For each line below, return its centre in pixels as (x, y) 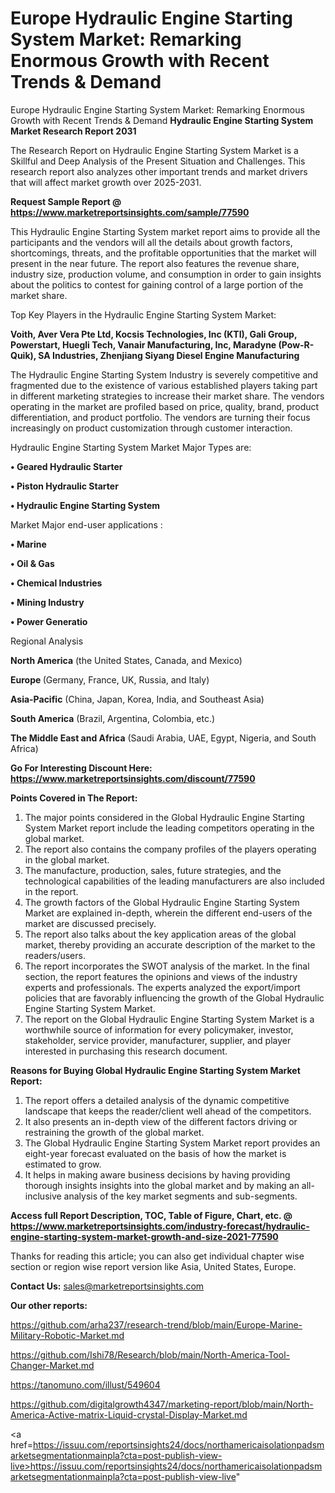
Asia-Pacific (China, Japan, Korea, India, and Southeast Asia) (137, 699)
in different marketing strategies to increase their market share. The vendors (167, 396)
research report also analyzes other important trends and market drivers (159, 171)
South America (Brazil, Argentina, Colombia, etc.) (113, 718)
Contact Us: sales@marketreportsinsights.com (107, 1286)
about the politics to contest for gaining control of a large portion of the (157, 284)
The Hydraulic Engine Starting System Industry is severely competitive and (164, 374)
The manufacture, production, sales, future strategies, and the (153, 870)
